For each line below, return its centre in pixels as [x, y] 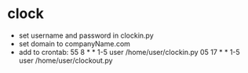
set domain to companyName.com [75, 43]
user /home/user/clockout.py [66, 60]
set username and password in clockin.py [86, 35]
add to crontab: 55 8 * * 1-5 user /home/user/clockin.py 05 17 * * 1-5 [129, 52]
